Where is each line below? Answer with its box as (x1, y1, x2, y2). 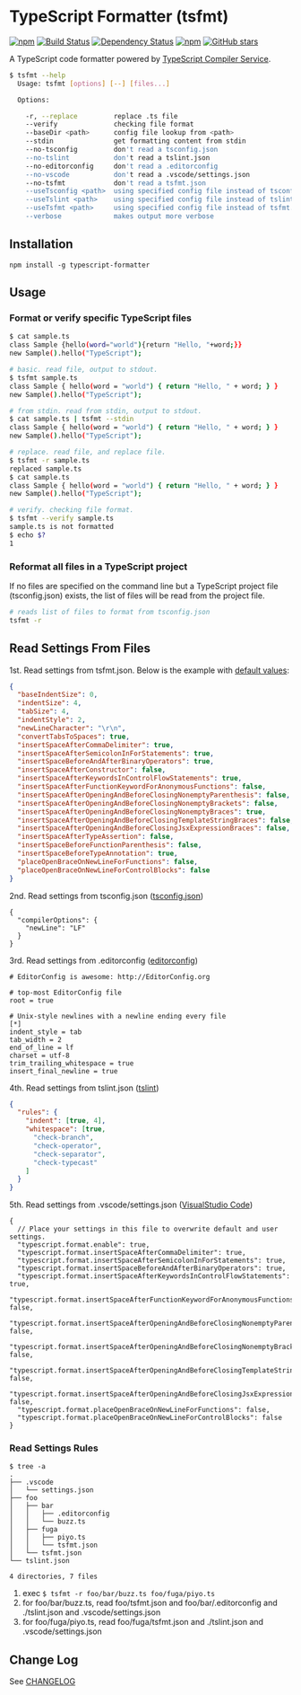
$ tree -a (9, 1462, 47, 1471)
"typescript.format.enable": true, (17, 1240, 150, 1249)
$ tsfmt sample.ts (9, 373, 78, 383)
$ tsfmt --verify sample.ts (9, 514, 115, 523)
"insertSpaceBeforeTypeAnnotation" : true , (17, 849, 178, 859)
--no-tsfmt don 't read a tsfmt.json (25, 178, 206, 188)
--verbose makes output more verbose (25, 212, 215, 221)
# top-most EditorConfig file (9, 988, 123, 997)
